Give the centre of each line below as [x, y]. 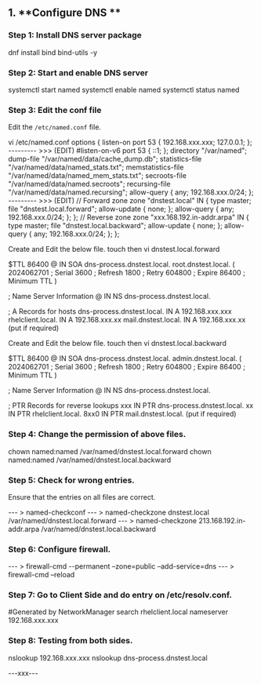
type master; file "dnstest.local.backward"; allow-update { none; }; [116, 226]
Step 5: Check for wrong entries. [71, 480]
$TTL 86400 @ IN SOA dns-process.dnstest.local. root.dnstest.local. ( [121, 264]
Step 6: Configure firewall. [60, 549]
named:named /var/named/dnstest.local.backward [90, 460]
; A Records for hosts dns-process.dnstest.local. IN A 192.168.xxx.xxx [120, 311]
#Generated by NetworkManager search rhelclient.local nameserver [118, 612]
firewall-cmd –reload [42, 575]
